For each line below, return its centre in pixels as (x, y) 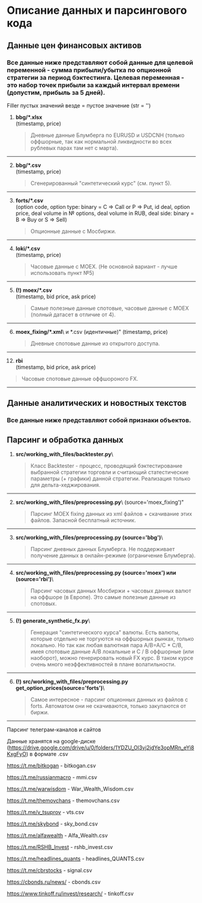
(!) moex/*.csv (34, 290)
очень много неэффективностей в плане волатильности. (103, 664)
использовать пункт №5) (62, 273)
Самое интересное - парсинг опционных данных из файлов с (109, 699)
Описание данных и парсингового (97, 11)
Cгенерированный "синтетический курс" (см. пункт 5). (101, 183)
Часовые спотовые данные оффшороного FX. (80, 378)
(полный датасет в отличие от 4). (73, 314)
